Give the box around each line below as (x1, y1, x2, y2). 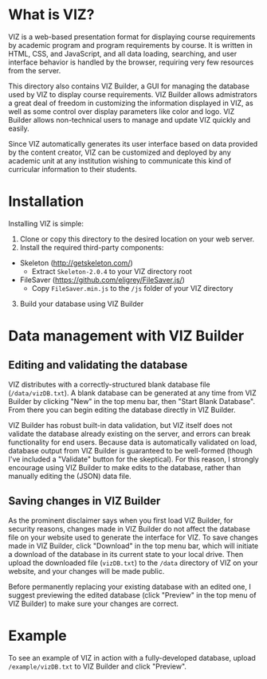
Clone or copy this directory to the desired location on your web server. (19, 234, 255, 244)
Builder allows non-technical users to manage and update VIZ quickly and (8, 115, 251, 124)
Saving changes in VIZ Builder (8, 494, 161, 508)
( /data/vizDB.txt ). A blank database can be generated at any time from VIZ (8, 388, 257, 398)
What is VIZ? (8, 6, 95, 24)
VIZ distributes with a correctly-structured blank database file (8, 379, 210, 389)
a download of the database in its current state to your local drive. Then (8, 549, 244, 559)
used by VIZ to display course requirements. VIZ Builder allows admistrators (8, 89, 257, 99)
